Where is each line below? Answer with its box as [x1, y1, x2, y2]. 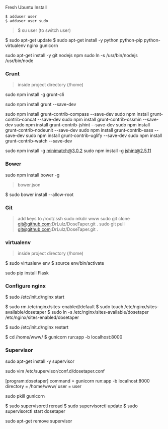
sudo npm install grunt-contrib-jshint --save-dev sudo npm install [14, 122, 150, 128]
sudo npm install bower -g [5, 172, 60, 178]
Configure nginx [5, 282, 46, 290]
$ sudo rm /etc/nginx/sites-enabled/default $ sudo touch [5, 304, 124, 310]
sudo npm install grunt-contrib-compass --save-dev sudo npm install [5, 111, 149, 117]
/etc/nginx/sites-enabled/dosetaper [5, 314, 79, 320]
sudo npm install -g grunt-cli [5, 91, 64, 98]
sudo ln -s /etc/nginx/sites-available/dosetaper [51, 309, 149, 315]
